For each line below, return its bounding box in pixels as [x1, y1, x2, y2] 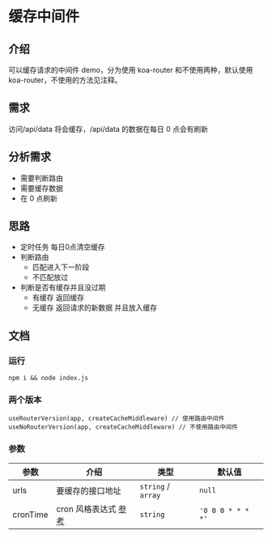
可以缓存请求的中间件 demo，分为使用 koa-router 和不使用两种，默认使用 [8, 66, 253, 74]
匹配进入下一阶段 [32, 262, 90, 272]
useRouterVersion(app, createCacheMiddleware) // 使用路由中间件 [8, 414, 225, 423]
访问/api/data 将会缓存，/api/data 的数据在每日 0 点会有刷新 [8, 124, 209, 133]
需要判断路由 [19, 173, 63, 183]
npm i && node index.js [8, 374, 89, 383]
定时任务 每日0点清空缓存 [19, 242, 105, 252]
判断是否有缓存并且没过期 [19, 282, 106, 292]
